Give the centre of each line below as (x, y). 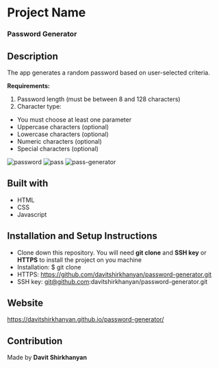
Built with (28, 184)
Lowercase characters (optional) (63, 134)
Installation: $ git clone (49, 267)
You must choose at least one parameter (74, 119)
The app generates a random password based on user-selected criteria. (109, 73)
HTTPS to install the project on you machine (79, 260)
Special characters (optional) (58, 148)
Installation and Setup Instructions (82, 236)
